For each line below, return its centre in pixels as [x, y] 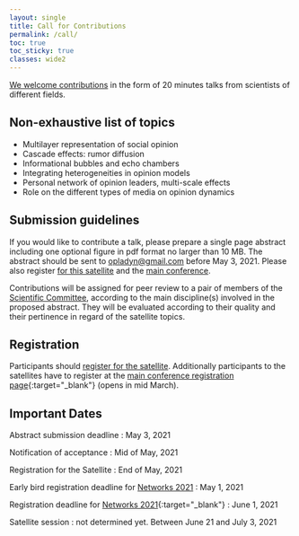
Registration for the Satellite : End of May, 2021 [96, 470]
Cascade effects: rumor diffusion [84, 154]
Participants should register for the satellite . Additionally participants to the [148, 366]
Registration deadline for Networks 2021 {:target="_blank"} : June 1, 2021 [144, 505]
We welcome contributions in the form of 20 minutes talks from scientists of [149, 85]
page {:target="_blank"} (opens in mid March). [94, 385]
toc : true [28, 43]
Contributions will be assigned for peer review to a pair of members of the [146, 287]
